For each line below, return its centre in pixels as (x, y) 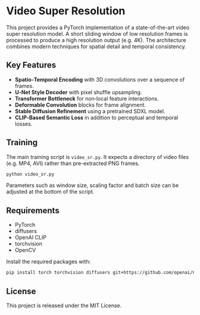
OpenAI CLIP (30, 238)
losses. (24, 124)
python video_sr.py (30, 174)
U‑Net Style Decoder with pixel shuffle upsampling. (78, 92)
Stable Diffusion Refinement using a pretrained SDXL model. (90, 111)
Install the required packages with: (49, 262)
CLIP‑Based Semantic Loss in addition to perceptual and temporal (96, 117)
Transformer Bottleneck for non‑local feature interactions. (87, 98)
